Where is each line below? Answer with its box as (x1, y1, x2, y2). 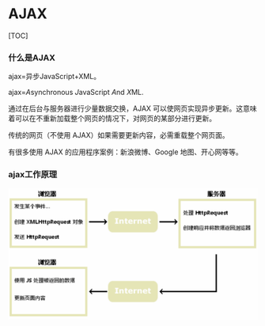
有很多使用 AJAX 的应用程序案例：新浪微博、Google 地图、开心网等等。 (8, 147, 243, 157)
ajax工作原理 (8, 169, 58, 180)
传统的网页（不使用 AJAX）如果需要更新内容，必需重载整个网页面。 (8, 131, 229, 140)
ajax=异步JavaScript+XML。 (8, 72, 101, 81)
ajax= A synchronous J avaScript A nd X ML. (8, 88, 144, 97)
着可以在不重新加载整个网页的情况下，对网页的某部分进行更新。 (8, 114, 216, 123)
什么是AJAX (8, 52, 55, 63)
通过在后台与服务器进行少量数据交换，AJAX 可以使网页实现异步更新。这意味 (8, 104, 257, 113)
